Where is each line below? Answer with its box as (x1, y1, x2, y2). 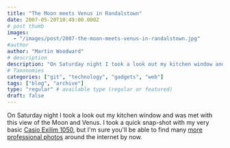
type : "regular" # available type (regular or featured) (7, 86, 173, 93)
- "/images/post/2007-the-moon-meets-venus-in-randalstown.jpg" (13, 35, 201, 42)
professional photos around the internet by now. (7, 133, 142, 140)
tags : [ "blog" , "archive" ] (7, 80, 84, 87)
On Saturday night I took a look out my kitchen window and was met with (7, 111, 213, 119)
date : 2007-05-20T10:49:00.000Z (7, 16, 99, 23)
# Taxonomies (7, 67, 44, 74)
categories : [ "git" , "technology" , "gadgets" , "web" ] (7, 73, 164, 80)
